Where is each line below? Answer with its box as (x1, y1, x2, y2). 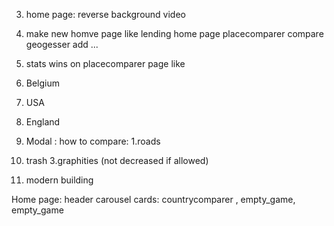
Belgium (25, 77, 61, 89)
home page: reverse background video (25, 9, 186, 20)
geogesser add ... (25, 39, 99, 50)
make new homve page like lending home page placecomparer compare (25, 28, 324, 39)
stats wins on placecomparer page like (25, 58, 186, 69)
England (25, 116, 61, 128)
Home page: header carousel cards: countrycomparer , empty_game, (11, 194, 296, 205)
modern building (25, 174, 94, 186)
